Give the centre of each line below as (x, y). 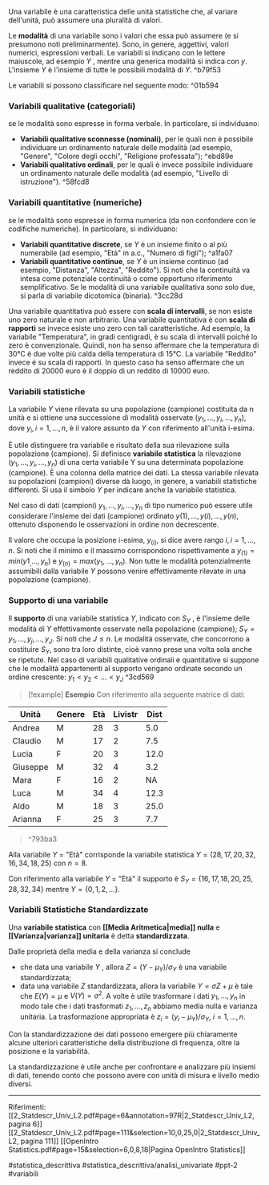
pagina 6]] (25, 1124)
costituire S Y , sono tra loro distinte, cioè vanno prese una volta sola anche (130, 650)
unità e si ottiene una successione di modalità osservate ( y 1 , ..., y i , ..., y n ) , (127, 418)
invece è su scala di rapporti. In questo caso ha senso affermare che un (126, 362)
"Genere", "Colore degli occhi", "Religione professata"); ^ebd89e (126, 157)
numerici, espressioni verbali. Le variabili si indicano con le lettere (117, 53)
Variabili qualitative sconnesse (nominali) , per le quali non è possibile (137, 139)
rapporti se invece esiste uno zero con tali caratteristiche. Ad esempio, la (129, 328)
